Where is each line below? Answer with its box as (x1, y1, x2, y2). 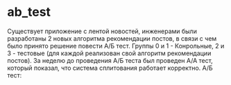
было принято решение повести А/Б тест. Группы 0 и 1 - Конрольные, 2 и (7, 41, 225, 50)
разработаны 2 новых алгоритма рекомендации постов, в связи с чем (7, 34, 217, 42)
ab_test (7, 4, 51, 20)
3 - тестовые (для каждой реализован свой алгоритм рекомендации (7, 49, 212, 57)
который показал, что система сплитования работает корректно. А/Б (7, 64, 213, 72)
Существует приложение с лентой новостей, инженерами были (7, 27, 198, 35)
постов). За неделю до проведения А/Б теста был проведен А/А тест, (7, 56, 213, 64)
